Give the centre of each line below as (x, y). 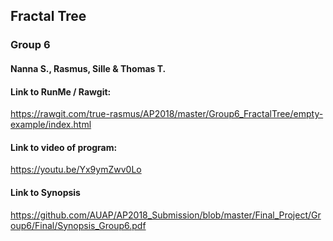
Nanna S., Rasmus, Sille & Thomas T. (88, 68)
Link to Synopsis (45, 192)
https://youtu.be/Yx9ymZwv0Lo (76, 170)
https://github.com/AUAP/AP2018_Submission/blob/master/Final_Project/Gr (166, 215)
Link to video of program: (64, 147)
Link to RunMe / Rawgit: (61, 91)
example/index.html (51, 125)
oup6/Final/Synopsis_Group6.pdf (78, 225)
